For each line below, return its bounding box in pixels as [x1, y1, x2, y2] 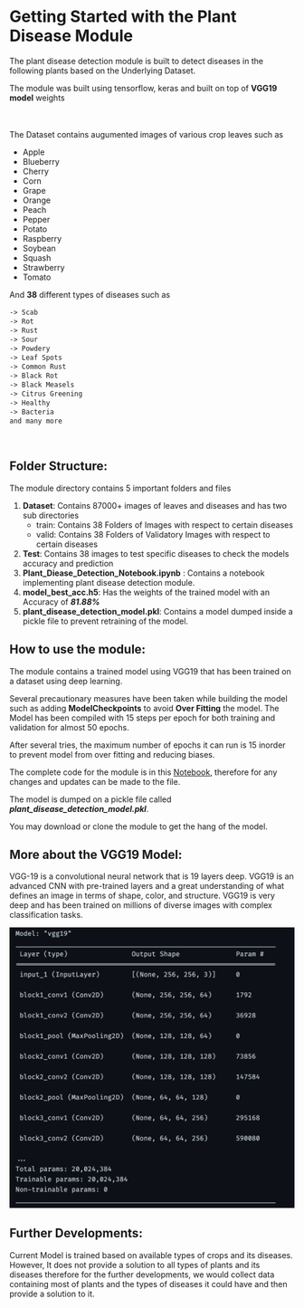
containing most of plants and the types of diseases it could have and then [9, 1278, 288, 1289]
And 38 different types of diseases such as [9, 289, 170, 300]
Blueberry [22, 156, 61, 167]
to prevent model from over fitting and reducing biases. [9, 749, 215, 759]
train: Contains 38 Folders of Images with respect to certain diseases [35, 519, 294, 530]
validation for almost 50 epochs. [9, 721, 129, 732]
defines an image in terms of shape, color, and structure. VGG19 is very [9, 890, 276, 902]
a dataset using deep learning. [9, 675, 123, 686]
